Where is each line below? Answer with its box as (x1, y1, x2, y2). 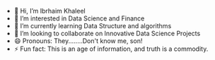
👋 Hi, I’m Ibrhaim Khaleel (13, 7, 86, 15)
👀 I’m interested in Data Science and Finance (13, 14, 145, 23)
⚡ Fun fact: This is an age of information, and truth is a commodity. (13, 44, 209, 53)
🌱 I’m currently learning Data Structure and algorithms (13, 22, 172, 30)
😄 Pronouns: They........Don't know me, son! (13, 37, 143, 45)
